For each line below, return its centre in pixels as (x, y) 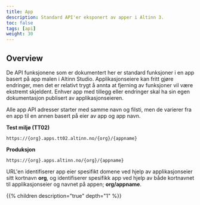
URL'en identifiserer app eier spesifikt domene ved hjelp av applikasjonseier (99, 172)
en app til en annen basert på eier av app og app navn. (73, 116)
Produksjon (21, 149)
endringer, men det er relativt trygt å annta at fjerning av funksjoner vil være (100, 85)
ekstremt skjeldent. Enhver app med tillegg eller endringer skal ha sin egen (98, 91)
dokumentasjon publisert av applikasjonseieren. (65, 98)
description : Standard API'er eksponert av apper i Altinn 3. (85, 17)
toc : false (20, 23)
